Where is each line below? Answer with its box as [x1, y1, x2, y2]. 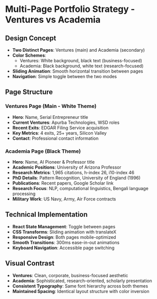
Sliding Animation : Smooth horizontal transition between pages [12, 68, 143, 74]
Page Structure [5, 88, 53, 97]
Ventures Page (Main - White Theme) [5, 103, 97, 110]
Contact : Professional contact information [12, 135, 99, 141]
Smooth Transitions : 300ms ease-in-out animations [12, 239, 120, 245]
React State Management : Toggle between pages [12, 223, 116, 229]
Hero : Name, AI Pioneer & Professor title [12, 159, 95, 165]
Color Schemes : [12, 52, 46, 58]
